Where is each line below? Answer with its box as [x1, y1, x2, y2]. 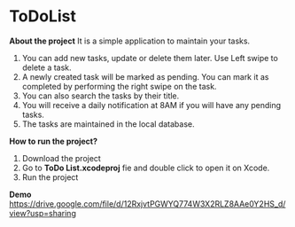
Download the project [21, 153, 102, 163]
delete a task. [21, 62, 73, 73]
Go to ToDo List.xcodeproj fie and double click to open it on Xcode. [21, 162, 270, 173]
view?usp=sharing [9, 207, 77, 218]
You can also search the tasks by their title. [21, 90, 180, 101]
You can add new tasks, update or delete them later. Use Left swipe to [21, 52, 279, 63]
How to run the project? [9, 136, 98, 146]
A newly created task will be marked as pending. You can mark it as [21, 71, 269, 82]
